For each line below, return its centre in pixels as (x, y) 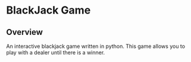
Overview (25, 32)
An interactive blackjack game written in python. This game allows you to (96, 46)
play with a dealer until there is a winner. (56, 53)
